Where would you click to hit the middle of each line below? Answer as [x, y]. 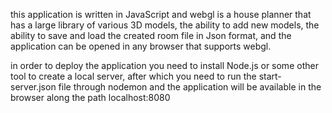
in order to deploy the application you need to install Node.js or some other [164, 65]
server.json [33, 87]
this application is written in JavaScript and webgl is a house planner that [161, 14]
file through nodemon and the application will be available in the [190, 87]
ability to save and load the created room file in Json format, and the [151, 35]
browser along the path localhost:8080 [90, 97]
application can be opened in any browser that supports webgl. [141, 46]
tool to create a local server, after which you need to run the [133, 76]
